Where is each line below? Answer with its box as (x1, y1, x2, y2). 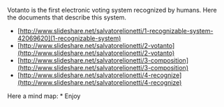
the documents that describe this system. (7, 13, 127, 22)
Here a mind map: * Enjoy (7, 92, 81, 100)
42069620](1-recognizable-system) (17, 34, 121, 42)
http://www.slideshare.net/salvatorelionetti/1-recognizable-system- (20, 27, 214, 35)
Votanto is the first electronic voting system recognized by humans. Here (7, 6, 218, 14)
